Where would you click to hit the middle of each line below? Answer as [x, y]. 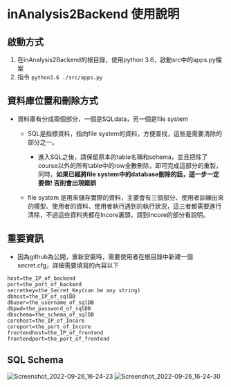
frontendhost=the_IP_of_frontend [55, 332]
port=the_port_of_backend [44, 284]
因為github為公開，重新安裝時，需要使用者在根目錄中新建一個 [105, 256]
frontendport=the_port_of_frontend [58, 339]
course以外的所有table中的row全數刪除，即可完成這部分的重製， [130, 165]
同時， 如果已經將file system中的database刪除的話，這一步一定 [129, 174]
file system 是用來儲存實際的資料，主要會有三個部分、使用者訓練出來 [126, 197]
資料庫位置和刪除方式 [53, 101]
